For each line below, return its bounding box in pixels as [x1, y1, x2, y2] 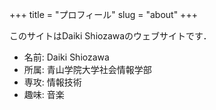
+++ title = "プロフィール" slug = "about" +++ [9, 9, 198, 20]
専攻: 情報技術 [23, 76, 82, 88]
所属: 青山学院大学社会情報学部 [23, 64, 152, 75]
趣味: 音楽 [23, 89, 65, 100]
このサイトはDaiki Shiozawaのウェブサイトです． [9, 30, 212, 42]
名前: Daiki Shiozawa [23, 51, 110, 63]
